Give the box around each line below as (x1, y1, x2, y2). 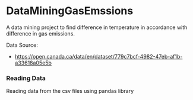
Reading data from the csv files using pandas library (6, 88, 134, 95)
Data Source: (6, 41, 39, 49)
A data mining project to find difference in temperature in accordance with (6, 24, 188, 31)
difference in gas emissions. (6, 30, 75, 37)
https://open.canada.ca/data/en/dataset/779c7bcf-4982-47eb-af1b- (14, 53, 183, 60)
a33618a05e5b (14, 59, 52, 66)
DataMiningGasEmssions (6, 4, 134, 18)
